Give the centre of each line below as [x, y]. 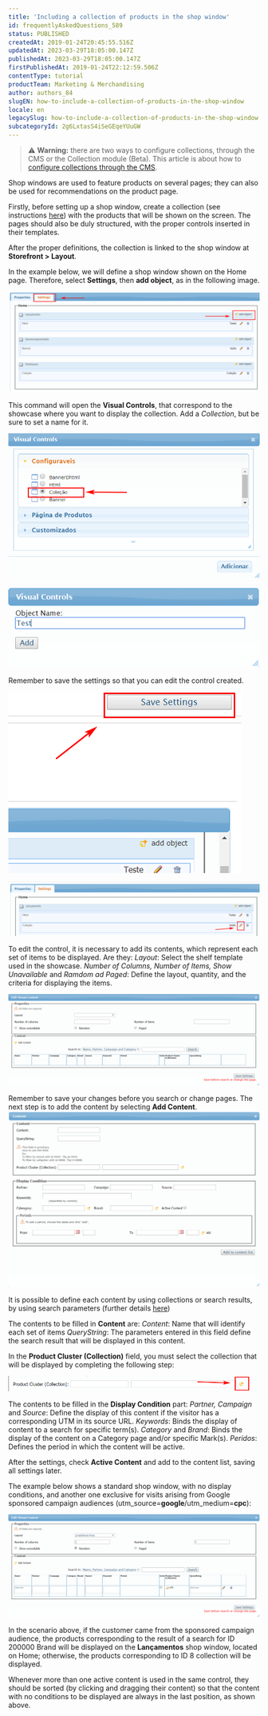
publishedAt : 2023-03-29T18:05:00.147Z [75, 59]
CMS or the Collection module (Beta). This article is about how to [134, 159]
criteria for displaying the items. [61, 983]
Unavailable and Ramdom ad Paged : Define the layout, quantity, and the [127, 974]
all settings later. [35, 1471]
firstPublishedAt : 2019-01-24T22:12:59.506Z [83, 68]
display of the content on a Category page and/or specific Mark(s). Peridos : [133, 1438]
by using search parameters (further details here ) [89, 1308]
